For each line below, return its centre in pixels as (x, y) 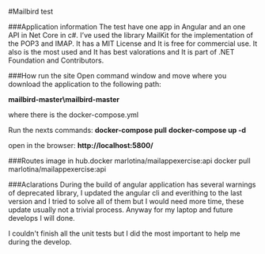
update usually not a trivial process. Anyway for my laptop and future (121, 210)
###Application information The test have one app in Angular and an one (127, 27)
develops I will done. (42, 218)
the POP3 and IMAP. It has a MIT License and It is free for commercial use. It (133, 44)
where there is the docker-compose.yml (74, 115)
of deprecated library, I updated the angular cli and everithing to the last (125, 193)
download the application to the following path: (85, 84)
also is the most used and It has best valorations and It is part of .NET (121, 52)
